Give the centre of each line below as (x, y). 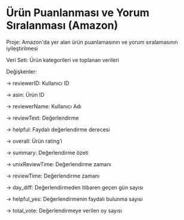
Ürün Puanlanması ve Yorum (78, 13)
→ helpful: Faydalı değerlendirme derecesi (58, 129)
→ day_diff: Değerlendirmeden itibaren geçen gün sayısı (75, 187)
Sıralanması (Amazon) (62, 25)
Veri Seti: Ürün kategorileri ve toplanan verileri (63, 60)
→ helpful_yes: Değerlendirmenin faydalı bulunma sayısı (74, 199)
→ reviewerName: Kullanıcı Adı (44, 106)
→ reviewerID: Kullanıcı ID (38, 83)
